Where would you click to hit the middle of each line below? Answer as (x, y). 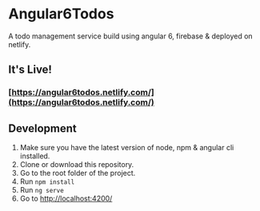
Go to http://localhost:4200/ (66, 199)
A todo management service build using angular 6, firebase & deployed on (131, 36)
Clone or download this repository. (77, 165)
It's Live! (30, 70)
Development (43, 128)
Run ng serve (42, 190)
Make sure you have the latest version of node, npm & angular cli (127, 148)
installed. (35, 156)
